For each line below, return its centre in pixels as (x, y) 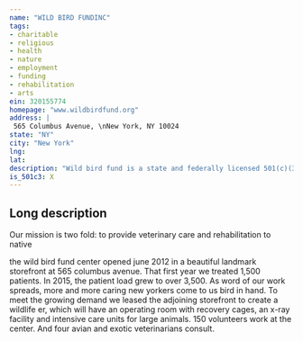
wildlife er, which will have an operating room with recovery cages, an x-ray (150, 310)
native (21, 245)
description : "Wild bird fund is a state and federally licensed (134, 168)
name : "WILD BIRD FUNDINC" (60, 18)
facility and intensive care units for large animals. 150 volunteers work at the (151, 319)
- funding (28, 76)
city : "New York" (42, 143)
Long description (58, 213)
